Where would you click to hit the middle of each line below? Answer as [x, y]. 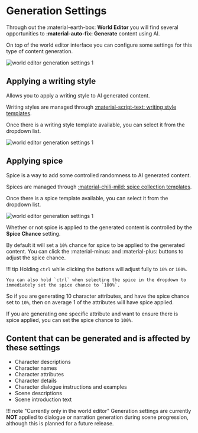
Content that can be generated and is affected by [98, 338]
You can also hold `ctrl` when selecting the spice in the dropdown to [96, 280]
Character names [36, 368]
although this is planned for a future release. [60, 424]
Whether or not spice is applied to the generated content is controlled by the [99, 227]
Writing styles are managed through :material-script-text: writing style [91, 107]
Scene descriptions [38, 393]
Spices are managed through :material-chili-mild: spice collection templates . [99, 187]
